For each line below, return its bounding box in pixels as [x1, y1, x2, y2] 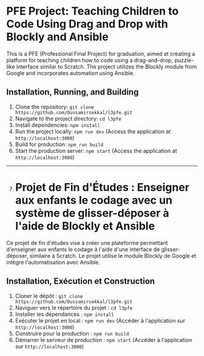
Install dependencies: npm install [15, 121, 100, 129]
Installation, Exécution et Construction [6, 276, 155, 286]
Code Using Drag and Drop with [6, 17, 168, 31]
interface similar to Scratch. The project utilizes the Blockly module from [16, 62, 197, 70]
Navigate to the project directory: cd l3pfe [15, 115, 121, 122]
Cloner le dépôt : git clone [15, 292, 83, 300]
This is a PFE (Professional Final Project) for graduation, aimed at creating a [6, 50, 195, 57]
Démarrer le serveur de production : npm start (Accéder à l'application [15, 336, 192, 343]
